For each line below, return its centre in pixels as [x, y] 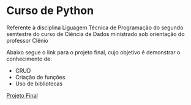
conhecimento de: [29, 59]
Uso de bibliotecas [39, 84]
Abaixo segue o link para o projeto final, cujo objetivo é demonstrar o [93, 52]
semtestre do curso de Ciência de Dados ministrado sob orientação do [95, 34]
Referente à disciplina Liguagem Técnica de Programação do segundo [95, 27]
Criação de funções [40, 77]
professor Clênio [28, 40]
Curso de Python [50, 11]
